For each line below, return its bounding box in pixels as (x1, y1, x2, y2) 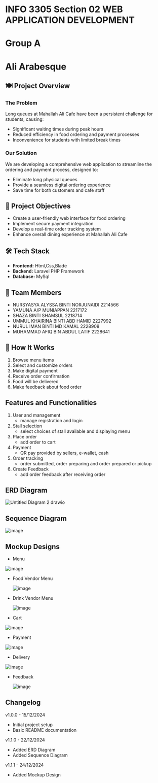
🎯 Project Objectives (5, 201, 71, 210)
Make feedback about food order (12, 384, 82, 390)
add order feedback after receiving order (20, 471, 106, 478)
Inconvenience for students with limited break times (12, 137, 121, 143)
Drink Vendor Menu (12, 595, 54, 601)
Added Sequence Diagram (12, 752, 68, 758)
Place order (12, 433, 37, 439)
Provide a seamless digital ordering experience (12, 182, 111, 188)
